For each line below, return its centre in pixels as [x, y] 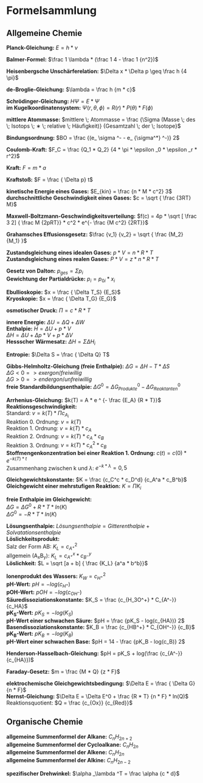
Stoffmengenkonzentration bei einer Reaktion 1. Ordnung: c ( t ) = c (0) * [97, 453]
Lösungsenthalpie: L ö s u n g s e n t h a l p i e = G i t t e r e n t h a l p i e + [78, 526]
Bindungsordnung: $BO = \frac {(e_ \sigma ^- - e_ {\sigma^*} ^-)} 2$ [93, 138]
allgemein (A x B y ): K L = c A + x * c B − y [49, 555]
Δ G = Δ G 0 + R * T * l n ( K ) [37, 506]
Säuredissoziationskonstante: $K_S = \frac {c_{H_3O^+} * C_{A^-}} [91, 600]
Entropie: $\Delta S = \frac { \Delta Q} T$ [58, 355]
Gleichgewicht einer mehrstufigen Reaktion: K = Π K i [74, 487]
